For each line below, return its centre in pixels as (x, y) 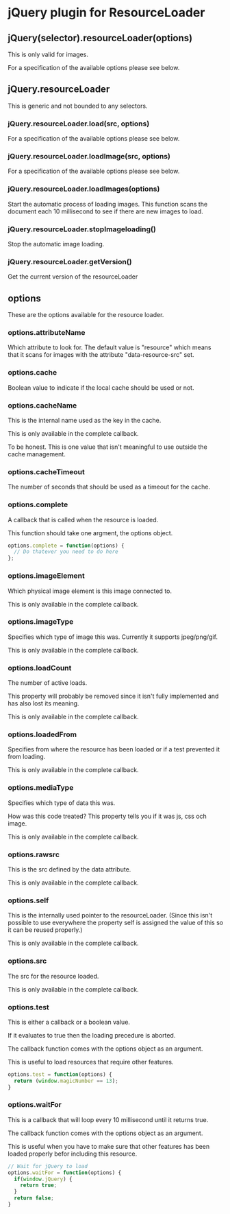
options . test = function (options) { (60, 1074)
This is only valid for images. (48, 54)
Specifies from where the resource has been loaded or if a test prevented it (114, 749)
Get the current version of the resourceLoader (73, 277)
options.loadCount (40, 668)
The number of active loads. (48, 683)
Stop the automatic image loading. (56, 244)
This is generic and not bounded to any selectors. (78, 106)
